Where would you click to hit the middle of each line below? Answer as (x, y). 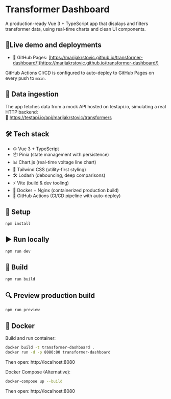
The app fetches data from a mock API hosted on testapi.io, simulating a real (86, 106)
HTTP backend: (22, 112)
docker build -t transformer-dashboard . (50, 347)
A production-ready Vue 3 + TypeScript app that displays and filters (77, 24)
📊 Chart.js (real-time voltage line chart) (54, 162)
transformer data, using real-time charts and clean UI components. (76, 29)
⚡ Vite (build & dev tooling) (41, 183)
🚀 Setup (18, 212)
